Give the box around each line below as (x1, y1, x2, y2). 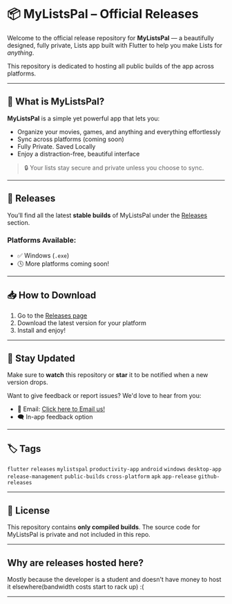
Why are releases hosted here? (7, 557, 144, 569)
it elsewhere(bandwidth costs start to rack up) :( (7, 583, 144, 591)
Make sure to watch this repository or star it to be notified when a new (7, 371, 209, 379)
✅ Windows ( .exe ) (17, 251, 70, 259)
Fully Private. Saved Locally (17, 142, 96, 150)
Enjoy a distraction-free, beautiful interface (17, 149, 140, 158)
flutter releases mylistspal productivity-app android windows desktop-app (7, 466, 222, 473)
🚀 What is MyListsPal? (7, 95, 105, 108)
